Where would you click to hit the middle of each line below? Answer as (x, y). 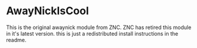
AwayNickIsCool (48, 11)
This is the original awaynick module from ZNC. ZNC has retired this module (99, 27)
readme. (16, 40)
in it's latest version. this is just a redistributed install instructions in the (92, 33)
